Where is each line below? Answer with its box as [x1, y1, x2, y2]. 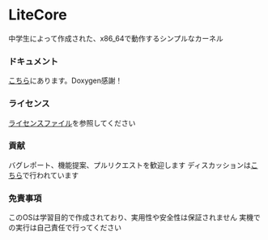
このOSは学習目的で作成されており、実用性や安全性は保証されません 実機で [8, 212, 261, 222]
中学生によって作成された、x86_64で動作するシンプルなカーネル [8, 33, 224, 43]
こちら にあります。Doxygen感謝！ [8, 75, 123, 86]
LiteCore [8, 6, 67, 24]
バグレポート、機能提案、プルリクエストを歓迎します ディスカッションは [8, 160, 251, 169]
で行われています [22, 170, 79, 180]
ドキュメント [8, 55, 59, 66]
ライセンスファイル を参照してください [8, 118, 136, 127]
